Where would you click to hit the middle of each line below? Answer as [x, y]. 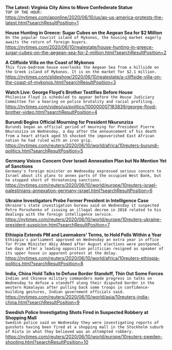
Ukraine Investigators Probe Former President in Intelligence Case [77, 200]
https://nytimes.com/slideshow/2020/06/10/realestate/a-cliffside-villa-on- [84, 77]
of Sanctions [19, 166]
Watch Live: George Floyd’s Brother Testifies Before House [69, 92]
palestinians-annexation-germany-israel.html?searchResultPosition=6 [79, 191]
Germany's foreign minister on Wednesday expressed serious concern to [83, 171]
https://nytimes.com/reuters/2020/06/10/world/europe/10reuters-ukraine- [83, 219]
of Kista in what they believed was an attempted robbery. [70, 332]
